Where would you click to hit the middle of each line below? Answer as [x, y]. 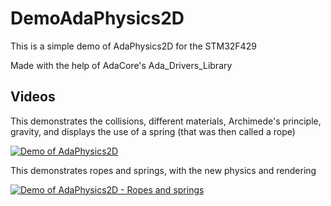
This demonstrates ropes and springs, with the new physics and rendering [163, 170]
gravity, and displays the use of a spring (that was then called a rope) [153, 131]
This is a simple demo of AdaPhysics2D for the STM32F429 [133, 46]
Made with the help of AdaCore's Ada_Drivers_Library [121, 65]
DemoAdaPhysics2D [97, 18]
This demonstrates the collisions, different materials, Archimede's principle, [166, 121]
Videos [33, 97]
